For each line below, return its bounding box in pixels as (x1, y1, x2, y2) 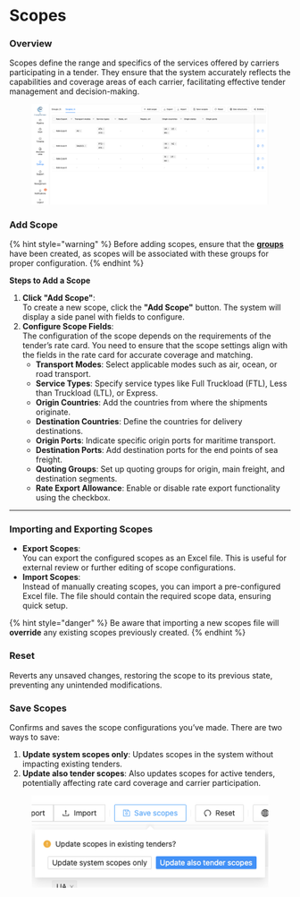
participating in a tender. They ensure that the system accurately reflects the (9, 67, 291, 78)
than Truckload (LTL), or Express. (35, 388, 159, 398)
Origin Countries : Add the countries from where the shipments (35, 397, 268, 408)
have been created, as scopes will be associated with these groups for (9, 248, 270, 260)
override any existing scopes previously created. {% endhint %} (9, 628, 246, 638)
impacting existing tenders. (21, 758, 123, 769)
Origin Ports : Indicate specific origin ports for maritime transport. (35, 435, 277, 446)
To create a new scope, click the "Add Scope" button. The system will (21, 302, 281, 313)
